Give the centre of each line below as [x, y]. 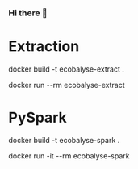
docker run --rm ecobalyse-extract [67, 84]
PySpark [38, 118]
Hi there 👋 [28, 13]
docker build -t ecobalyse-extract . [67, 69]
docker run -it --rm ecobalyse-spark [69, 156]
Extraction [44, 47]
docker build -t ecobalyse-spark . [64, 140]
